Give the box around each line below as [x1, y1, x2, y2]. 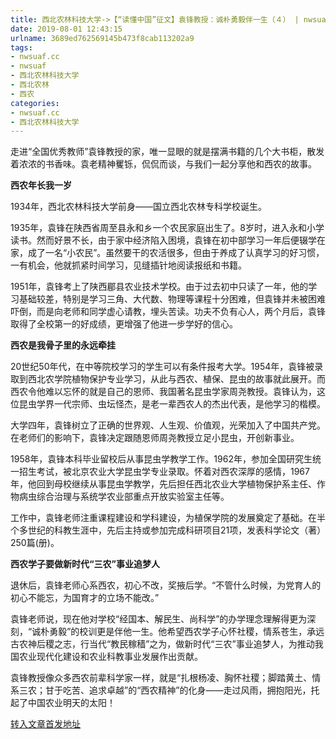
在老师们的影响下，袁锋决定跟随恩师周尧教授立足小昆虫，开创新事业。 [10, 432, 300, 444]
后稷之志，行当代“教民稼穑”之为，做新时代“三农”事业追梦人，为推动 [36, 638, 315, 650]
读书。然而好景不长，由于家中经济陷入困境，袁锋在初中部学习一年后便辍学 [10, 234, 317, 246]
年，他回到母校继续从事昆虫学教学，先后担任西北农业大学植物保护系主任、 [10, 478, 317, 490]
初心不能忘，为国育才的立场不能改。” [10, 592, 160, 604]
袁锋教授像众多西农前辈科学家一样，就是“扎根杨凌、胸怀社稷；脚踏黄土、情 [10, 672, 322, 684]
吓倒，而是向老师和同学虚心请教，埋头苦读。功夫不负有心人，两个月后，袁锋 [10, 306, 326, 318]
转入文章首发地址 [10, 718, 81, 730]
